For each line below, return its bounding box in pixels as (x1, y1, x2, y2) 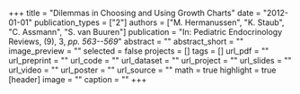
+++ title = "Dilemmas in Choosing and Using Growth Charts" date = (8, 8, 261, 18)
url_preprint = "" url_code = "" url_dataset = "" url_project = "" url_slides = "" (8, 56, 292, 65)
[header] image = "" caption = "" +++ (8, 74, 147, 84)
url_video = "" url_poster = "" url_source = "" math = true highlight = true (8, 64, 277, 75)
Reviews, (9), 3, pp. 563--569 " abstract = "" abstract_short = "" (8, 36, 244, 47)
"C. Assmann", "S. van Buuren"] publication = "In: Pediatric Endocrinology (8, 27, 283, 37)
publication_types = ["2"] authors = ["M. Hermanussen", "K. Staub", (33, 17, 285, 28)
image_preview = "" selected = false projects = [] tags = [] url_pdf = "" (8, 46, 269, 56)
